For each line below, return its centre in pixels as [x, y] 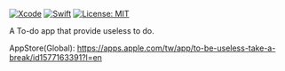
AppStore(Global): [42, 48]
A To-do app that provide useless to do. [82, 31]
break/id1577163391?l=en [55, 57]
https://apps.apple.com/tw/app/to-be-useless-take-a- [176, 48]
